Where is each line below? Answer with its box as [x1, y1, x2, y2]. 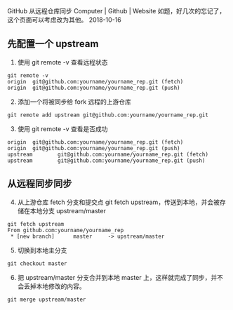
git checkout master [7, 260, 68, 267]
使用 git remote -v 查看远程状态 [17, 58, 108, 66]
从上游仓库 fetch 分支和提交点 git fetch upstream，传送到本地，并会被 [17, 198, 220, 206]
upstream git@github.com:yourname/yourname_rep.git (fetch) [7, 151, 209, 158]
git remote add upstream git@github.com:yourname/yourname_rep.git [7, 112, 209, 119]
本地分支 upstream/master [29, 206, 107, 215]
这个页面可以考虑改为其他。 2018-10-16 [7, 15, 121, 24]
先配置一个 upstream [7, 38, 99, 50]
